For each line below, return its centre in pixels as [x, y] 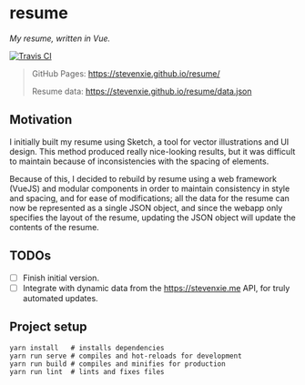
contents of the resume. [55, 227]
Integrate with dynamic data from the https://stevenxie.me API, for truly [156, 288]
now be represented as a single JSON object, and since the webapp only [146, 208]
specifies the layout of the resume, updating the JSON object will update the [152, 218]
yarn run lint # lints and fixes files [87, 371]
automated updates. [60, 298]
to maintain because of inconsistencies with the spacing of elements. [139, 161]
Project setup [49, 327]
